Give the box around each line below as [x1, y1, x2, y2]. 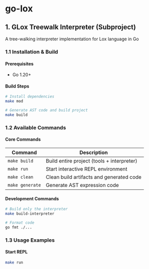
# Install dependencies [5, 94, 55, 99]
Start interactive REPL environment [45, 165, 128, 172]
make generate [7, 182, 41, 188]
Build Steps [5, 83, 29, 89]
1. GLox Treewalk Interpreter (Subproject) [5, 23, 136, 31]
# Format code [5, 220, 35, 225]
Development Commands [5, 195, 59, 201]
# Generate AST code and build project [5, 108, 88, 113]
